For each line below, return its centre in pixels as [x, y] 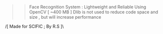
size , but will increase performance [65, 17]
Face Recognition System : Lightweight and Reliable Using [88, 7]
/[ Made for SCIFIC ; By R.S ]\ [35, 26]
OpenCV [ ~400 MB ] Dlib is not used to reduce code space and [94, 12]
